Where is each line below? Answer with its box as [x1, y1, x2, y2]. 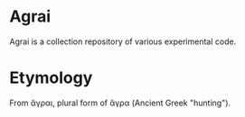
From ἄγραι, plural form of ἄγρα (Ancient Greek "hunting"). [9, 97, 231, 108]
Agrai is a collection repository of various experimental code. [9, 36, 237, 47]
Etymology [9, 67, 93, 88]
